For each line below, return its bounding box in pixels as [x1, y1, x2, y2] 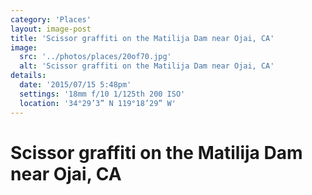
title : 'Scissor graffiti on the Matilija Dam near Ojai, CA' [10, 33, 275, 43]
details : [10, 71, 47, 81]
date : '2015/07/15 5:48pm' [19, 80, 132, 90]
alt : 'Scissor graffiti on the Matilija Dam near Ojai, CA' [19, 61, 275, 71]
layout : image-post [10, 24, 92, 34]
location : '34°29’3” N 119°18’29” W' [19, 98, 177, 108]
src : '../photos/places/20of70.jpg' [19, 52, 172, 62]
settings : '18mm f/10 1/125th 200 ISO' [19, 89, 186, 99]
